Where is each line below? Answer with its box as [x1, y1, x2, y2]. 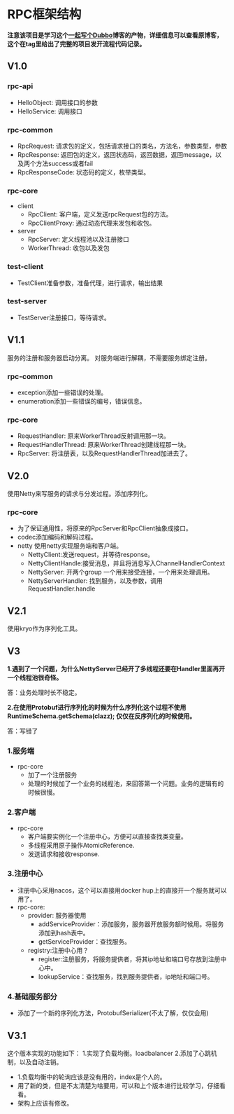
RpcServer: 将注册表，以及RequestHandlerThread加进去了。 [17, 449, 192, 458]
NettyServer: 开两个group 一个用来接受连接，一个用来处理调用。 [27, 568, 214, 577]
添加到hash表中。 [38, 928, 89, 937]
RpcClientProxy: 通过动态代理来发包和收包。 [27, 219, 156, 228]
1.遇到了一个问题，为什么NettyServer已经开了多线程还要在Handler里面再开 [7, 664, 226, 673]
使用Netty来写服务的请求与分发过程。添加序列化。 [7, 490, 152, 498]
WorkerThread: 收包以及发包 [27, 244, 110, 252]
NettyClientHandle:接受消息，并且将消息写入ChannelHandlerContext [27, 559, 226, 568]
